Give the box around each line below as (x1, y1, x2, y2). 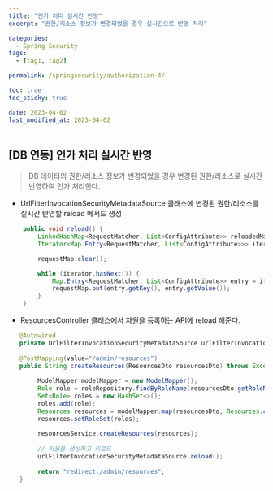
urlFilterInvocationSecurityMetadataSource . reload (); (37, 453, 223, 461)
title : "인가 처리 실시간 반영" (8, 11, 103, 20)
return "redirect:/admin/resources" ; (37, 467, 165, 476)
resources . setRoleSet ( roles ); (37, 415, 140, 423)
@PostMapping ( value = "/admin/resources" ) (19, 354, 158, 363)
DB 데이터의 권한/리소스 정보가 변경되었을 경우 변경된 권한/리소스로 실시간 (28, 172, 262, 181)
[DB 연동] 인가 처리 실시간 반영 (8, 148, 153, 162)
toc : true (8, 86, 42, 94)
